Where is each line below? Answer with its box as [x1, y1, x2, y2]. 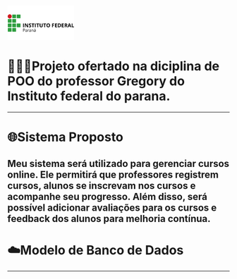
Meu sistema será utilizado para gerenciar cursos [7, 157, 230, 170]
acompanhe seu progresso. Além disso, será [7, 190, 208, 202]
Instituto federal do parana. [7, 88, 171, 104]
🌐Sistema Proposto [7, 129, 123, 145]
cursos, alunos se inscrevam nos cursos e [7, 180, 196, 192]
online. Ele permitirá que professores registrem [7, 168, 219, 180]
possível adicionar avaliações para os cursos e [7, 201, 217, 213]
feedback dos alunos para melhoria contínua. [7, 213, 211, 225]
